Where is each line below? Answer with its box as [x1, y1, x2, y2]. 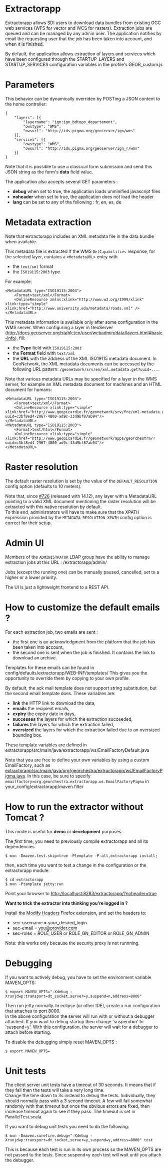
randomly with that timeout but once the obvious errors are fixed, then [5, 1103, 150, 1109]
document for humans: [5, 386, 52, 393]
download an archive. [12, 654, 57, 661]
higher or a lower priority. [5, 574, 57, 580]
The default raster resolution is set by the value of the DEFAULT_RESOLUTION [5, 478, 157, 484]
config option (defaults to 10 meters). [5, 483, 81, 489]
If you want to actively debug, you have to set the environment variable [5, 974, 151, 980]
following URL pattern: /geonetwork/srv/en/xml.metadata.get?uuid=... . [12, 366, 160, 372]
